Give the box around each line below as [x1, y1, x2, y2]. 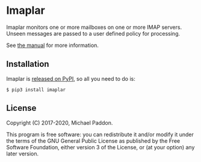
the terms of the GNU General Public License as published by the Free [6, 137, 181, 145]
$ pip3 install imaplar [6, 87, 66, 93]
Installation [6, 59, 49, 69]
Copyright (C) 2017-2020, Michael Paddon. [6, 119, 113, 126]
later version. [6, 150, 39, 157]
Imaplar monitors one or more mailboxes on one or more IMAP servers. [6, 23, 182, 31]
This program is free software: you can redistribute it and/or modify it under [6, 131, 194, 138]
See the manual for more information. [6, 42, 99, 49]
